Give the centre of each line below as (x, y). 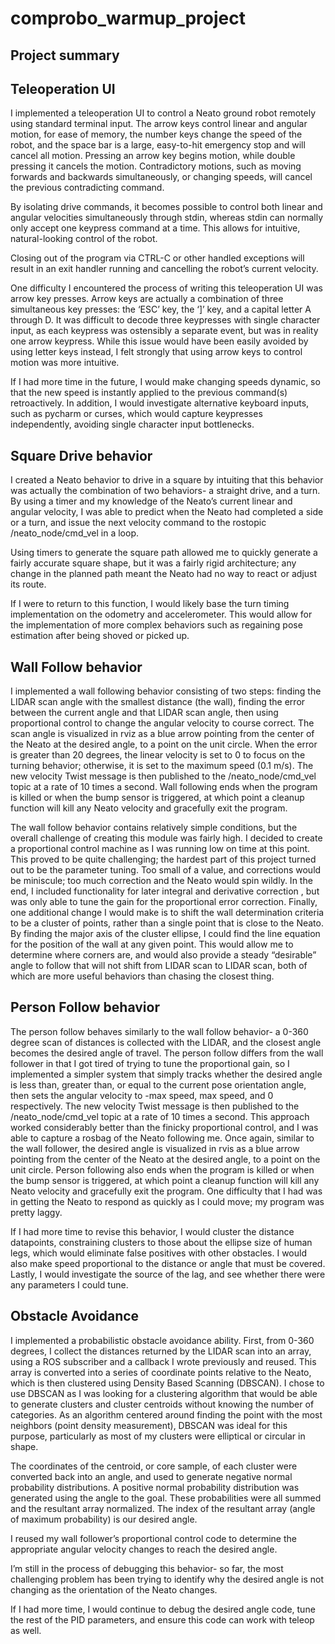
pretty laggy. (36, 1212)
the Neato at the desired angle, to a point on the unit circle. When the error (164, 744)
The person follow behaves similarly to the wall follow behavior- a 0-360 (159, 1031)
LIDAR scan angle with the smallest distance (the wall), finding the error (158, 702)
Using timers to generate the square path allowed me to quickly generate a (164, 553)
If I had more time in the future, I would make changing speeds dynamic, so (165, 382)
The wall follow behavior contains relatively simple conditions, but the (154, 828)
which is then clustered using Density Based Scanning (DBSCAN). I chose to (167, 1383)
